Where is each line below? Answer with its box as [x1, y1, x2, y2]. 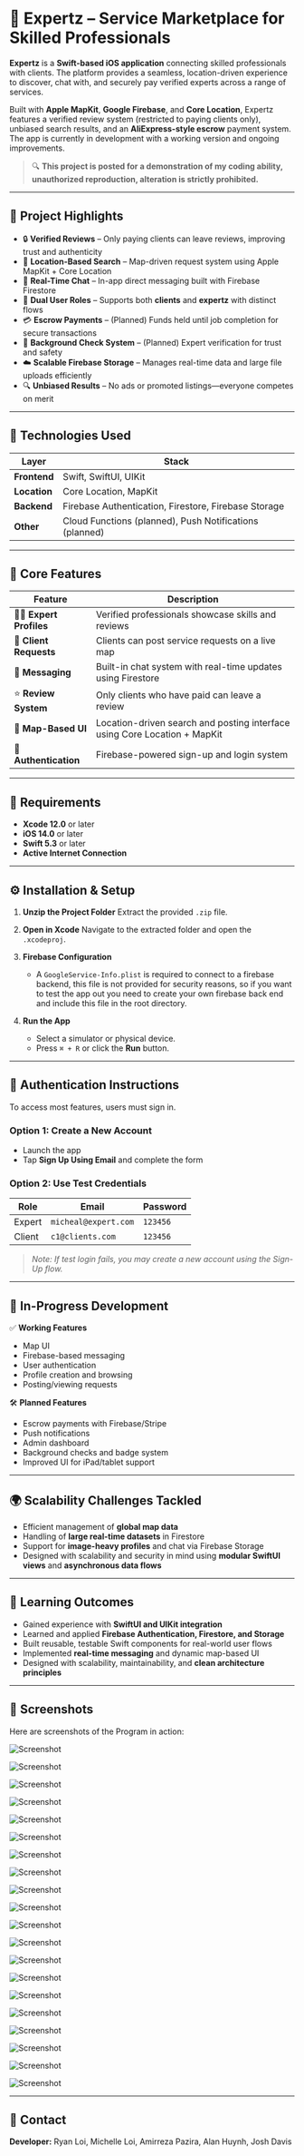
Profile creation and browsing [22, 1369, 133, 1380]
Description [166, 593, 219, 606]
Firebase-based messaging [22, 1350, 125, 1361]
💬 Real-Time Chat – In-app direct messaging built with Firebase [22, 275, 261, 286]
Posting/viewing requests [22, 1379, 118, 1390]
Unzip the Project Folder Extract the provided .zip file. [22, 906, 228, 917]
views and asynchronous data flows [22, 1560, 162, 1571]
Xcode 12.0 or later [22, 818, 95, 829]
